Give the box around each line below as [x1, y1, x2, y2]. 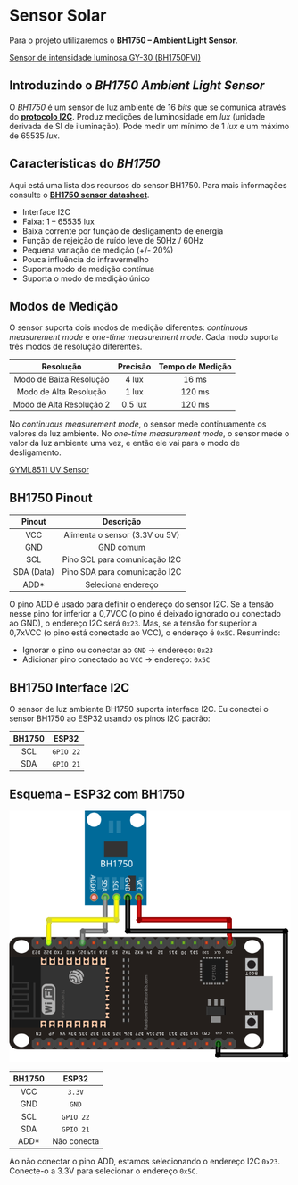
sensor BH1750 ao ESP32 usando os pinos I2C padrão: [9, 713, 211, 724]
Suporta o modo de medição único [21, 273, 150, 284]
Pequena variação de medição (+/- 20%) [21, 244, 174, 255]
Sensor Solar [9, 5, 107, 26]
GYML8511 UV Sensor [9, 465, 89, 476]
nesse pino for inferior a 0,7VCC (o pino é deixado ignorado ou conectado [9, 609, 281, 619]
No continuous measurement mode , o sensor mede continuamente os [9, 418, 267, 429]
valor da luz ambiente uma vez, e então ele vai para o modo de [9, 438, 241, 449]
